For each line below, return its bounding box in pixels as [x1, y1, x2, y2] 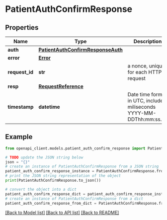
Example [5, 133, 33, 141]
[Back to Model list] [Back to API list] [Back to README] [5, 210, 119, 216]
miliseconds [127, 103, 156, 110]
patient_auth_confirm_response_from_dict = [5, 201, 97, 206]
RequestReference [38, 83, 83, 90]
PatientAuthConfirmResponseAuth [38, 46, 123, 53]
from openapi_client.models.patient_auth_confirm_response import [5, 146, 146, 151]
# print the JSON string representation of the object [5, 173, 121, 178]
